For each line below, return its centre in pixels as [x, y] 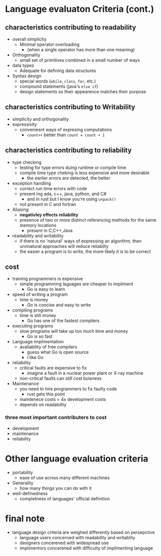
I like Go [35, 357]
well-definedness [30, 493]
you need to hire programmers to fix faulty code [68, 389]
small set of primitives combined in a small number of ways [80, 60]
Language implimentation [38, 342]
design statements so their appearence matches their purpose [83, 92]
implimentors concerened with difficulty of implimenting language [86, 548]
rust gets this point [46, 394]
